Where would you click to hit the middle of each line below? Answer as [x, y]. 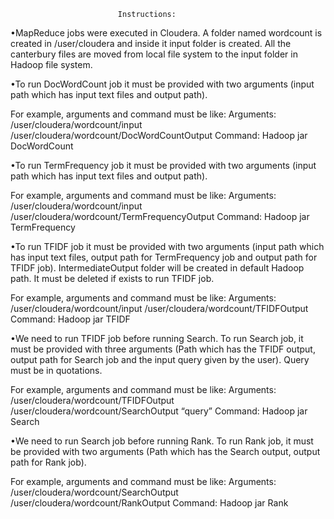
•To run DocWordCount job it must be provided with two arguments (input [162, 84]
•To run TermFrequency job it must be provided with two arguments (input [163, 165]
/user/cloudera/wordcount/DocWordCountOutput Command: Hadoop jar [159, 135]
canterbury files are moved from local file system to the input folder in [154, 54]
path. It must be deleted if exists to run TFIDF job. [112, 278]
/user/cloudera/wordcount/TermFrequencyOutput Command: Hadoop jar [160, 216]
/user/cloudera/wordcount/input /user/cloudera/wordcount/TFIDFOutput [159, 308]
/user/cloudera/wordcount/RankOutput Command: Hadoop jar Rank [149, 503]
